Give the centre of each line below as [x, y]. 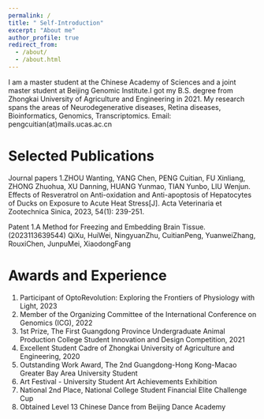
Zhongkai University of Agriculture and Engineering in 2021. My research [126, 99]
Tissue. [194, 227]
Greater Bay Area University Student [78, 373]
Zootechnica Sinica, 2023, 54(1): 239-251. [76, 211]
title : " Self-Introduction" [56, 23]
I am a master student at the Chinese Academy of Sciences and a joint [122, 82]
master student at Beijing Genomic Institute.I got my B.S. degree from [121, 90]
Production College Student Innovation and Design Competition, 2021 [132, 339]
